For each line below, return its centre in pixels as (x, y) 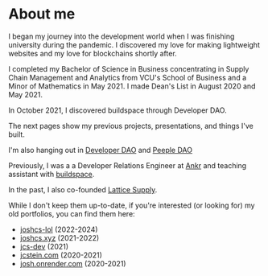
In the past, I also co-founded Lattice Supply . (83, 189)
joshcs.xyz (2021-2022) (60, 237)
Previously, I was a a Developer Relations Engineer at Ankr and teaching (128, 165)
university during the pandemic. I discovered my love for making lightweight (134, 44)
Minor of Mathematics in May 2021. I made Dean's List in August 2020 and (132, 86)
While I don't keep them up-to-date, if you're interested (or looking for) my (132, 205)
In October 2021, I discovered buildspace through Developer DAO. (118, 110)
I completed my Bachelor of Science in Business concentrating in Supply (129, 68)
